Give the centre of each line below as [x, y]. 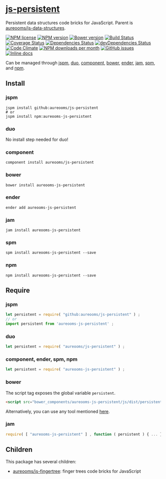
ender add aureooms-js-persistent [41, 207]
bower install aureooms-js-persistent [45, 185]
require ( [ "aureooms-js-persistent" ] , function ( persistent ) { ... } [84, 434]
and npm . [15, 68]
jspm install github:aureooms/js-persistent [52, 108]
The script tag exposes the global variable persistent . [61, 393]
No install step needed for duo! [37, 139]
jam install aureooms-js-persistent [43, 230]
